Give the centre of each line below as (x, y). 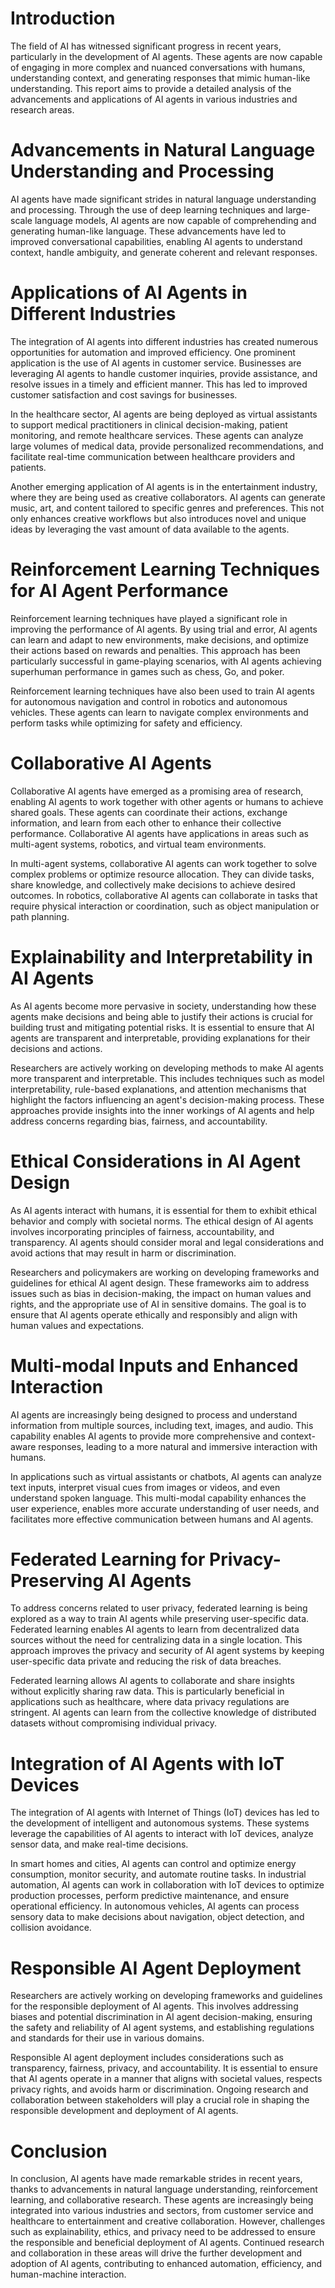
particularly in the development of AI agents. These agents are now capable (166, 56)
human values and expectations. (77, 1325)
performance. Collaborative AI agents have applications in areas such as (159, 833)
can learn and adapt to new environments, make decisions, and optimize (159, 639)
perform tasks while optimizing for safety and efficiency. (126, 723)
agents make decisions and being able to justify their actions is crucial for (162, 1016)
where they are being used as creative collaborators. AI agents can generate (168, 497)
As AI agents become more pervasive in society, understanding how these (163, 1006)
